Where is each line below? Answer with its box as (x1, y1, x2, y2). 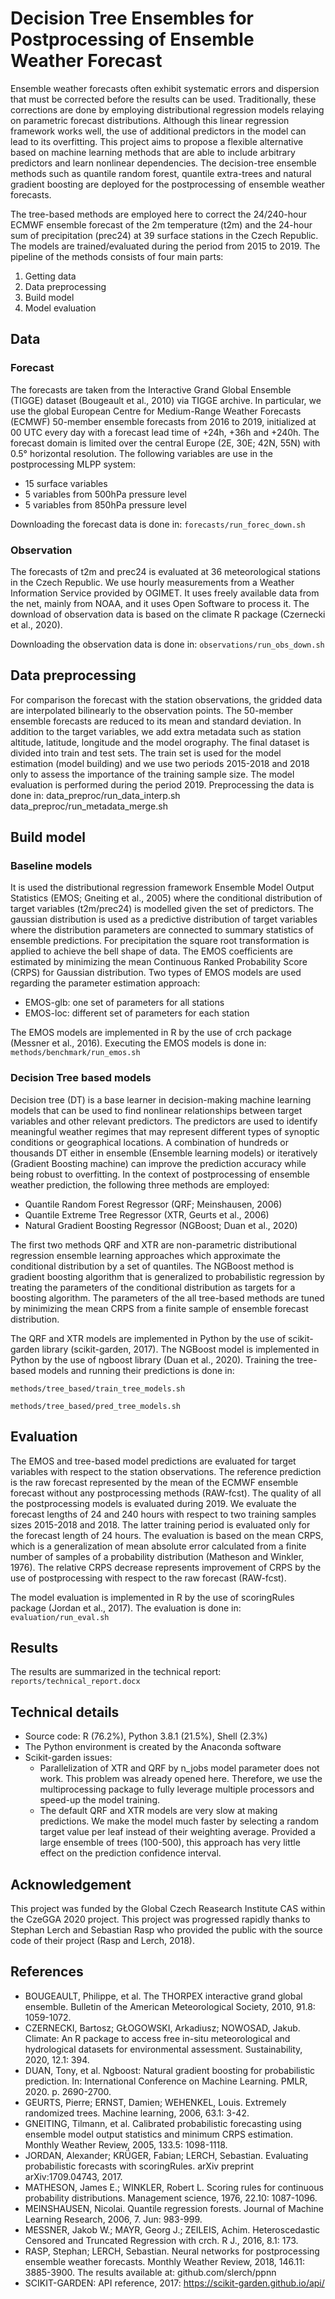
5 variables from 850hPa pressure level (24, 498, 187, 511)
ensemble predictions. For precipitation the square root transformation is (10, 935, 310, 947)
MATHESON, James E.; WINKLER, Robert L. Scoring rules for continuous (24, 2181, 324, 2193)
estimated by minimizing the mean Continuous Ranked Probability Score (10, 956, 308, 968)
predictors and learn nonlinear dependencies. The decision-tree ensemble (10, 157, 317, 169)
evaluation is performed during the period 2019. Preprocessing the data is (10, 778, 315, 791)
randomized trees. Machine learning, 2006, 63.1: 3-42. (24, 2107, 250, 2119)
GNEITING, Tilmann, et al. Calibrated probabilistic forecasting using (24, 2117, 302, 2129)
